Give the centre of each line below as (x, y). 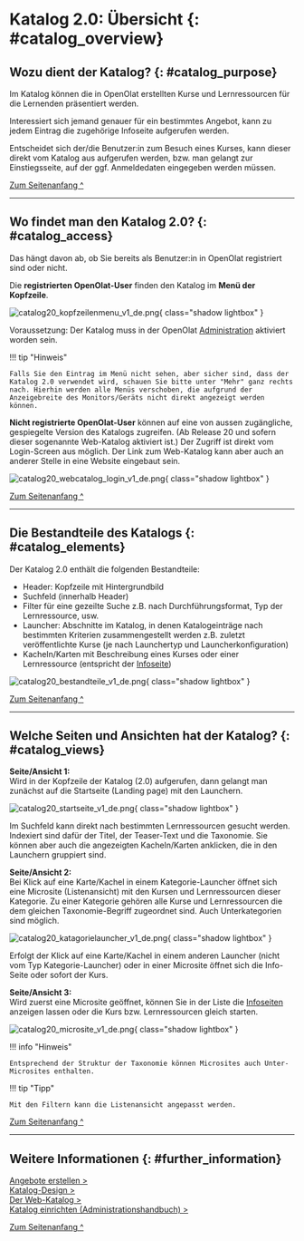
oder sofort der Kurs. (69, 975)
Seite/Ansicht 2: (41, 873)
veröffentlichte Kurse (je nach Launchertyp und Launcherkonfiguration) (156, 645)
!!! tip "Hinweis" (38, 357)
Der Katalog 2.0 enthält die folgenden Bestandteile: (105, 569)
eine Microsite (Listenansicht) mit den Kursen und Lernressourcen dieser (145, 892)
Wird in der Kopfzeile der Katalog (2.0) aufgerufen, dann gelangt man (139, 781)
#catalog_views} (57, 750)
